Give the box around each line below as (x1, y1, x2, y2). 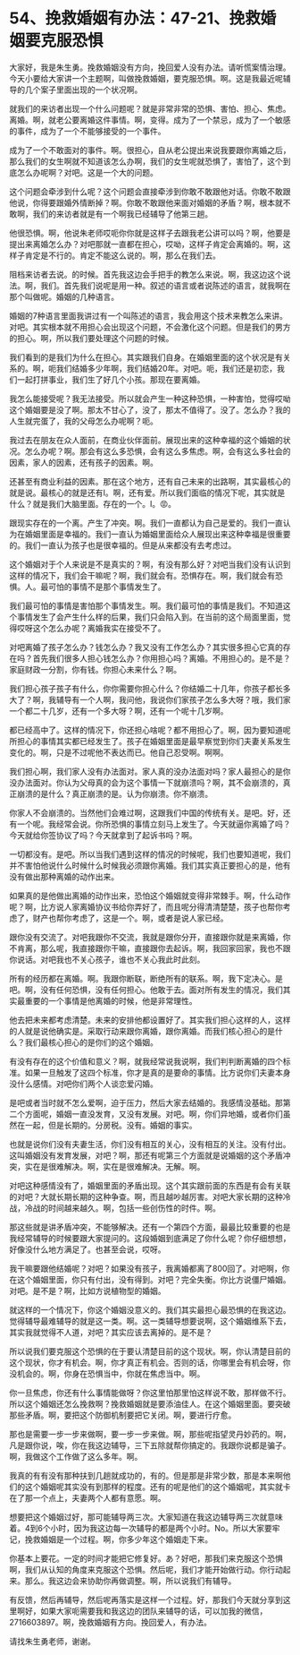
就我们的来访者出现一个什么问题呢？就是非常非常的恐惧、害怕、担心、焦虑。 (9, 103, 291, 114)
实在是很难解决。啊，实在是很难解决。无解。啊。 (24, 1161, 205, 1171)
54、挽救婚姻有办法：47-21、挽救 (9, 8, 261, 29)
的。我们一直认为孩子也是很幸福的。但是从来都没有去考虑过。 (9, 539, 237, 551)
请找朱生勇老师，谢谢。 (9, 1635, 96, 1646)
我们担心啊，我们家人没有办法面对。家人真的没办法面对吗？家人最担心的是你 (9, 766, 291, 776)
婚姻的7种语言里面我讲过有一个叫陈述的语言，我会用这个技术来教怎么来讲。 (9, 310, 287, 321)
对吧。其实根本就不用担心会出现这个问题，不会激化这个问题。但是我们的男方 (9, 322, 291, 332)
